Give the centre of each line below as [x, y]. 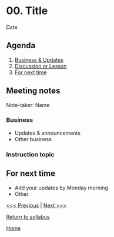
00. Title [27, 11]
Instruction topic [30, 154]
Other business [33, 139]
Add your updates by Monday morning [61, 188]
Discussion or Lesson [41, 66]
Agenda [21, 46]
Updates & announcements [48, 133]
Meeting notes [33, 91]
